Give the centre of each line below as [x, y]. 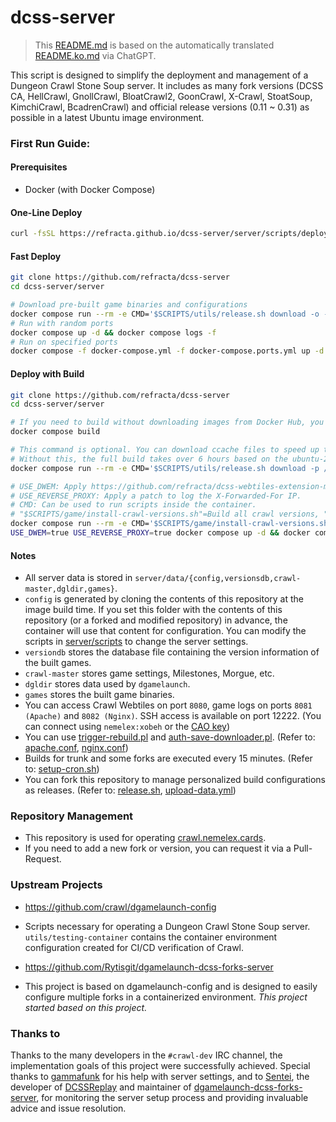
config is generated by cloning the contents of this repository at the [164, 599]
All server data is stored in [78, 578]
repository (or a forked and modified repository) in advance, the [156, 620]
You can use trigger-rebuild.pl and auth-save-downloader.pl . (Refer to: [170, 737]
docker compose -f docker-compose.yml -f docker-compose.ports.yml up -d [167, 351]
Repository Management [72, 816]
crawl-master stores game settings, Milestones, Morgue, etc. [149, 673]
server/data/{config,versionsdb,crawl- [218, 579]
